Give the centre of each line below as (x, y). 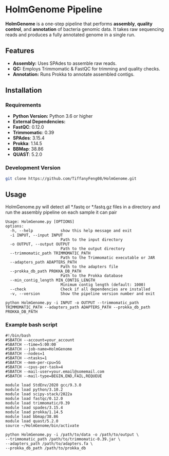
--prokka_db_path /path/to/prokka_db (46, 448)
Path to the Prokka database (92, 276)
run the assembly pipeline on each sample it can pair (61, 213)
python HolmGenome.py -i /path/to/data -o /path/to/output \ (72, 434)
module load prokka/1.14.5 (34, 412)
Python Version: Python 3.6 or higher (53, 116)
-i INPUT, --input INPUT (36, 235)
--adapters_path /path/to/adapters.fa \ (49, 444)
